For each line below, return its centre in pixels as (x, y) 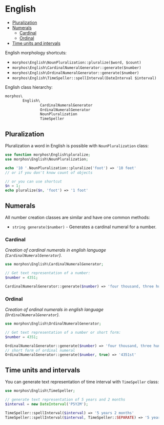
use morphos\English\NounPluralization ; (47, 159)
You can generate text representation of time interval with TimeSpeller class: (82, 382)
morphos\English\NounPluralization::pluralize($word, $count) (77, 62)
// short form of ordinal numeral (40, 350)
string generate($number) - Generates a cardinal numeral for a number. (84, 227)
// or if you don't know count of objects (49, 172)
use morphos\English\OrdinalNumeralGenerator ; (53, 324)
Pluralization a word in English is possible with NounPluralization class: (77, 146)
